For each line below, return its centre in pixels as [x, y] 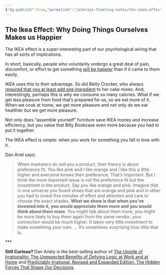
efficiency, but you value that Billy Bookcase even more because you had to [82, 125]
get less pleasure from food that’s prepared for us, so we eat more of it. [78, 100]
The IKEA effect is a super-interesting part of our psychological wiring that [81, 49]
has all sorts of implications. [34, 54]
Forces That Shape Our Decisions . [40, 268]
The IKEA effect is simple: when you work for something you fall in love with [82, 140]
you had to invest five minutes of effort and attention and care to [83, 196]
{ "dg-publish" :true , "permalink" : [40, 10]
